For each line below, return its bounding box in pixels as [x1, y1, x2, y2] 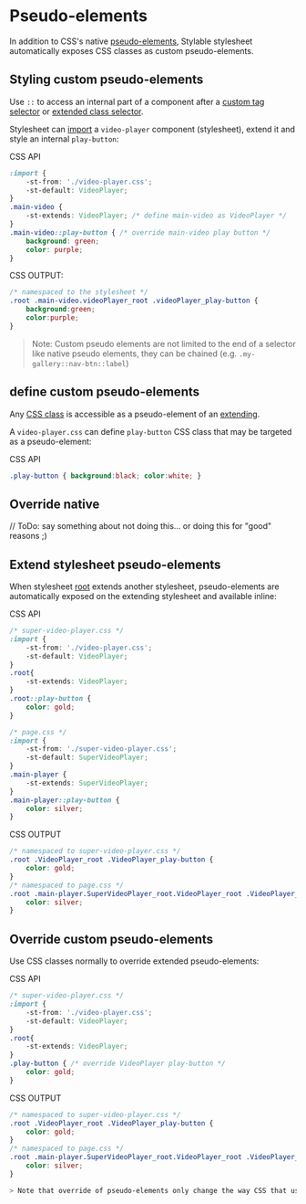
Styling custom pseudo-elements [9, 72, 204, 88]
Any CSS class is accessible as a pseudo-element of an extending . [9, 408, 260, 419]
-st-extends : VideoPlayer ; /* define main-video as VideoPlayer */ [25, 211, 287, 220]
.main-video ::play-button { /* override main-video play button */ [9, 227, 271, 238]
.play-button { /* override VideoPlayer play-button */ [9, 1059, 226, 1069]
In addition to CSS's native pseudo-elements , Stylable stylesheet [9, 36, 253, 47]
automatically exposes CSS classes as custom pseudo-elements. [9, 45, 254, 56]
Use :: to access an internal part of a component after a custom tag [9, 96, 265, 107]
